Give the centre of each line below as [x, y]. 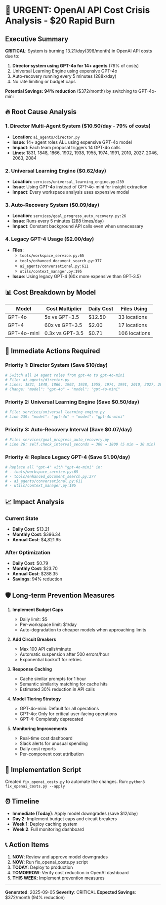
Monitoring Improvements [40, 729]
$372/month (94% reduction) [35, 897]
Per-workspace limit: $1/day [48, 624]
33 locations [132, 317]
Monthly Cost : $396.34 [36, 534]
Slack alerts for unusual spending [54, 743]
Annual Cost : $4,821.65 [37, 540]
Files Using [134, 309]
